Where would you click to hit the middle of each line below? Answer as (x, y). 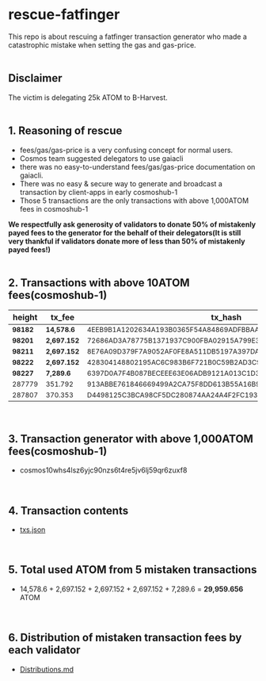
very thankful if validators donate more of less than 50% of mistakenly (127, 241)
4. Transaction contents (68, 510)
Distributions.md (46, 669)
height (25, 317)
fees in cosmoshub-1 (54, 209)
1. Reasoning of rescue (65, 131)
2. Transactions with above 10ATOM (99, 283)
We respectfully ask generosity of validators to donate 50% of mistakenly (132, 224)
